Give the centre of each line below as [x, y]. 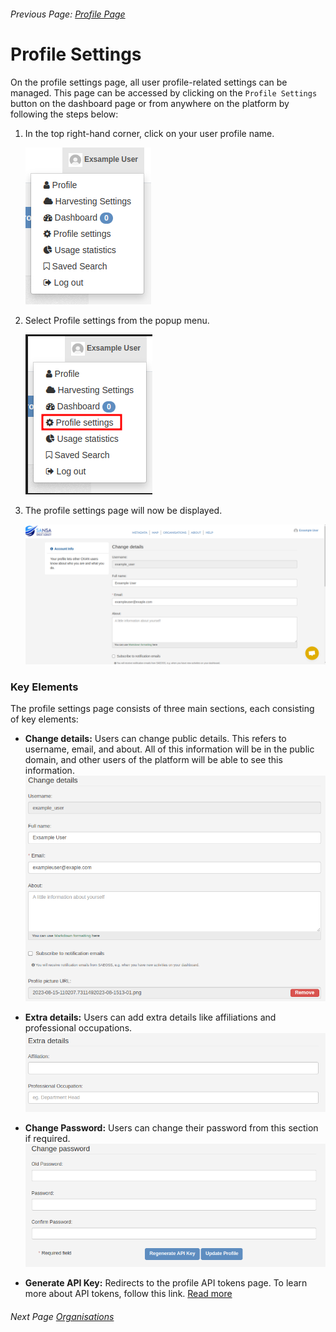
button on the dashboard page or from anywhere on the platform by [150, 103]
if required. [47, 1139]
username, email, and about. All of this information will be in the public [169, 749]
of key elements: [44, 719]
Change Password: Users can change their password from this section [171, 1128]
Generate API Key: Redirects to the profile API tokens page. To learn [166, 1283]
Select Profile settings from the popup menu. [117, 320]
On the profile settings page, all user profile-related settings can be [149, 82]
